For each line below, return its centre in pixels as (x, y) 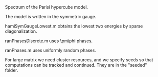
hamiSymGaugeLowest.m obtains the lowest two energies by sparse (74, 26)
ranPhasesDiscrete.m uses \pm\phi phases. (49, 41)
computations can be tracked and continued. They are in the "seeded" (76, 65)
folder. (11, 70)
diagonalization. (21, 31)
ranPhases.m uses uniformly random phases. (51, 50)
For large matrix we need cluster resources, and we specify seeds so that (79, 60)
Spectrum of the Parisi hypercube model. (46, 7)
